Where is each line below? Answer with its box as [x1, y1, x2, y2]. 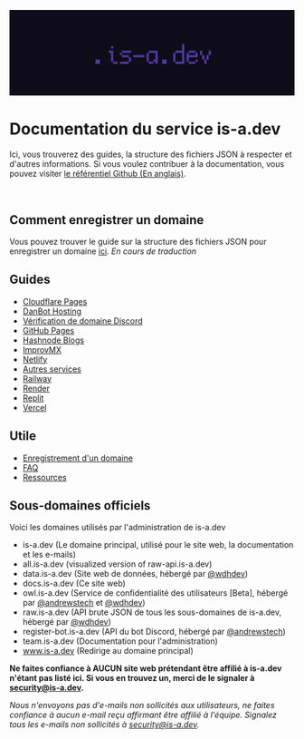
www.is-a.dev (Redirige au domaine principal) [22, 646, 195, 656]
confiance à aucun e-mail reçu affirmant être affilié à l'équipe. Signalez [9, 709, 278, 721]
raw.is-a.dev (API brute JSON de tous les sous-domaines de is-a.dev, [22, 607, 282, 617]
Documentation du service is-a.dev [9, 119, 281, 140]
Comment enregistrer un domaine [9, 212, 204, 228]
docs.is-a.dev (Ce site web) [22, 578, 127, 589]
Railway [22, 373, 52, 384]
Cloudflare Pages [22, 296, 88, 306]
